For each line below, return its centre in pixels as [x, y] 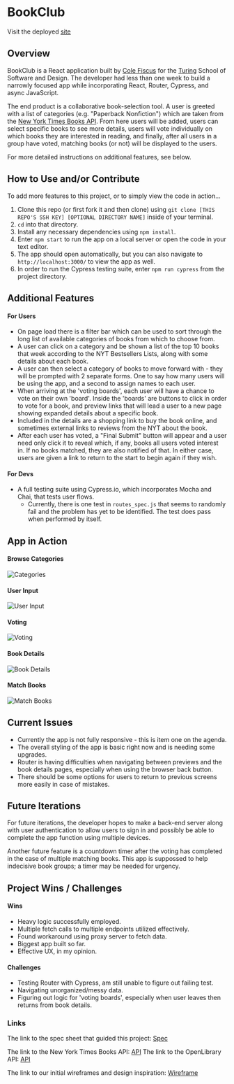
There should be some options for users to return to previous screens [117, 776]
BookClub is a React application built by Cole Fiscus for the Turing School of [117, 70]
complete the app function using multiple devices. [79, 838]
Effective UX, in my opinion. [57, 951]
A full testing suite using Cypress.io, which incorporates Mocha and [114, 490]
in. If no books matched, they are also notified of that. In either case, [115, 450]
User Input [23, 590]
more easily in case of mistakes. [63, 784]
